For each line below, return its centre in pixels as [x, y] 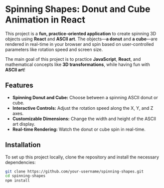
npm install [17, 181]
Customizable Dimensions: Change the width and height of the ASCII [84, 119]
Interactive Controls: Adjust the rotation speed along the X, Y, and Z [83, 108]
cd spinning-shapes [25, 176]
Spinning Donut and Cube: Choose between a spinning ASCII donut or [85, 97]
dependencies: [20, 162]
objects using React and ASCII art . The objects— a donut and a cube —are [82, 39]
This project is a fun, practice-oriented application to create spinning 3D [81, 33]
